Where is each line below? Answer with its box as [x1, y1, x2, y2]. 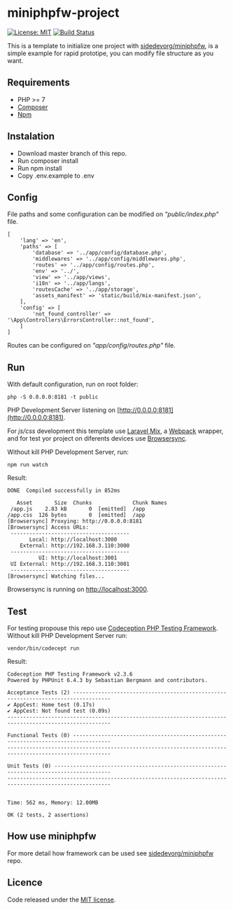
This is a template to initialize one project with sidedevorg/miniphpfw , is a [7, 41, 219, 50]
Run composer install [17, 156, 79, 165]
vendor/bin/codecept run [7, 645, 80, 652]
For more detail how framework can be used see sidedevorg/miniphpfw [7, 848, 214, 858]
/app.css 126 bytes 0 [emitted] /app [7, 512, 146, 519]
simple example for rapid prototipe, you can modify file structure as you [7, 49, 214, 57]
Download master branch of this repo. [17, 149, 127, 157]
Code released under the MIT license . [7, 895, 116, 904]
